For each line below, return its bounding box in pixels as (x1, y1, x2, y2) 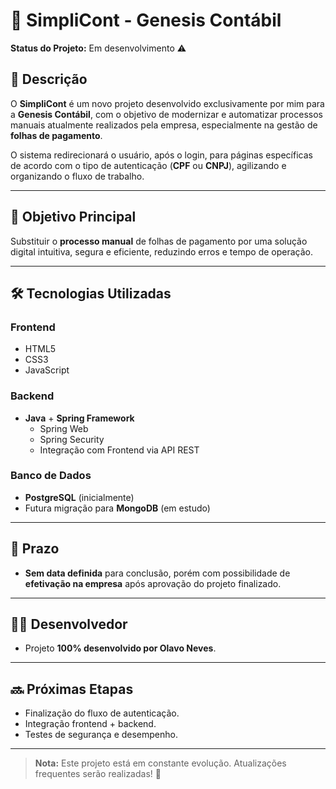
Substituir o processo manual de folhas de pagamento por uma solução (10, 235, 308, 247)
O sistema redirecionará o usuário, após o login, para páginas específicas (10, 149, 313, 161)
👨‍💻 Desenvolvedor (10, 616, 128, 633)
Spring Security (39, 433, 105, 445)
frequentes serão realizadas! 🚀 (34, 768, 162, 780)
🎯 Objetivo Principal (10, 209, 137, 226)
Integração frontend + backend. (24, 718, 157, 730)
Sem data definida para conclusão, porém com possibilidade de (24, 567, 291, 579)
